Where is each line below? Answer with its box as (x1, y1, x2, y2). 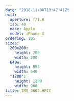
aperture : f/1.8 (10, 17, 44, 22)
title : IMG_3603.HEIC (5, 88, 52, 93)
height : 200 (14, 50, 40, 55)
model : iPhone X (10, 31, 44, 36)
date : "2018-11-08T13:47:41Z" (5, 7, 70, 13)
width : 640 (14, 69, 38, 74)
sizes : (5, 41, 19, 46)
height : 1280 (14, 79, 42, 84)
